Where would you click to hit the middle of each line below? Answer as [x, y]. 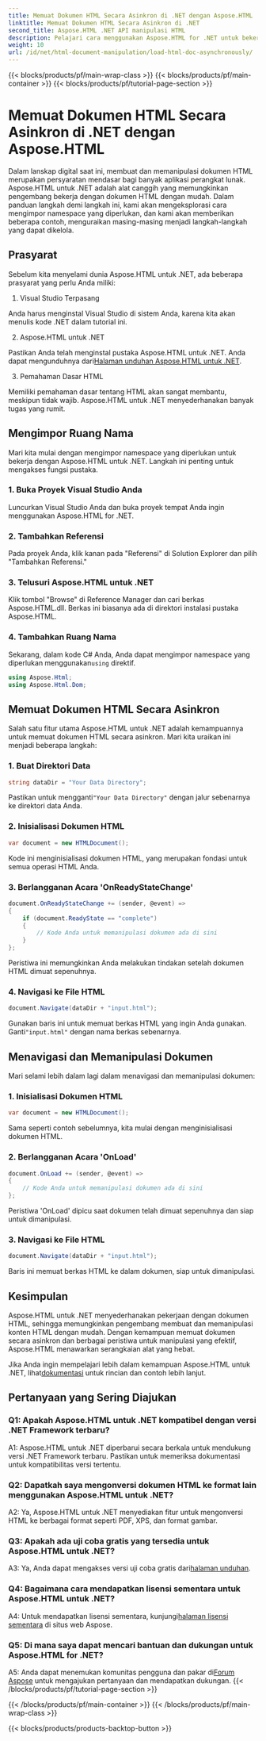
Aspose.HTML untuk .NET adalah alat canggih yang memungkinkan [118, 188]
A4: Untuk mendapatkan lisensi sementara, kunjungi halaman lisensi [118, 1616]
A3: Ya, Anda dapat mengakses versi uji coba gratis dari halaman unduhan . [129, 1568]
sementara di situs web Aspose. [61, 1624]
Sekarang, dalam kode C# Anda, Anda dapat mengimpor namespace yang [129, 654]
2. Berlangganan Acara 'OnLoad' [72, 1157]
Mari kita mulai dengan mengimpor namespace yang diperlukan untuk [122, 452]
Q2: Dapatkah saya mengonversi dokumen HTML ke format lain [133, 1485]
